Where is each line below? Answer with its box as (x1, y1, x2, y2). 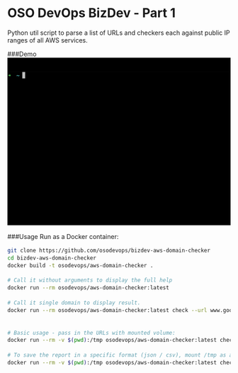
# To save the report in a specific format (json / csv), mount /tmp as (7, 352, 227, 359)
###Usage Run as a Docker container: (7, 232, 119, 240)
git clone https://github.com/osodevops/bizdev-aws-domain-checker (7, 247, 211, 254)
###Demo (7, 50, 37, 58)
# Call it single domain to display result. (7, 299, 141, 306)
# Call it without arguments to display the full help (7, 277, 173, 284)
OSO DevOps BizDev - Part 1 (7, 5, 176, 21)
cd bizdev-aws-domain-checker (7, 254, 97, 262)
